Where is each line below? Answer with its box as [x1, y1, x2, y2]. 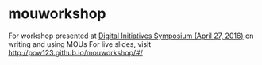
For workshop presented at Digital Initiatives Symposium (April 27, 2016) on [8, 31, 254, 40]
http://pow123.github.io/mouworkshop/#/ [8, 48, 143, 57]
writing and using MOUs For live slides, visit [8, 39, 152, 48]
